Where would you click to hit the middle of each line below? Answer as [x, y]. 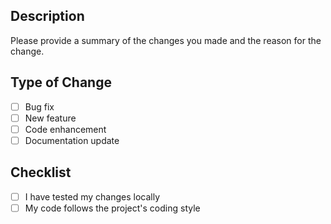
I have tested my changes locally [92, 196]
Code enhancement [65, 129]
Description [47, 16]
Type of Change [61, 82]
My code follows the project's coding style [112, 208]
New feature [50, 118]
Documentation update [72, 140]
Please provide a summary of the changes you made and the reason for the [166, 40]
